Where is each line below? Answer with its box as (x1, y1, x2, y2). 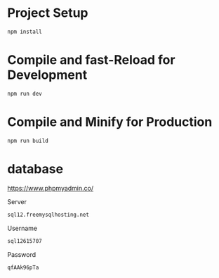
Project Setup (7, 5, 89, 21)
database (7, 160, 64, 177)
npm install (7, 28, 42, 35)
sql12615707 (7, 238, 42, 245)
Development (7, 67, 88, 82)
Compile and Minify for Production (7, 114, 213, 129)
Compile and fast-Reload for (7, 52, 175, 68)
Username (7, 224, 38, 233)
